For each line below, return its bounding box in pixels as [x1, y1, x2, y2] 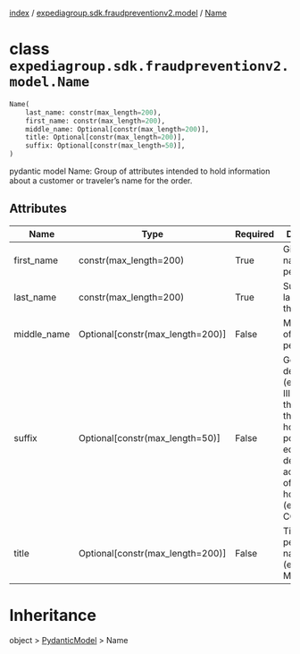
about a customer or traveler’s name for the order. [9, 175, 193, 186]
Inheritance [9, 606, 96, 625]
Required [235, 227, 275, 240]
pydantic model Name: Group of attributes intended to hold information [9, 166, 271, 177]
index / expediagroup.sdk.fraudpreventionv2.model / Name [9, 8, 228, 18]
